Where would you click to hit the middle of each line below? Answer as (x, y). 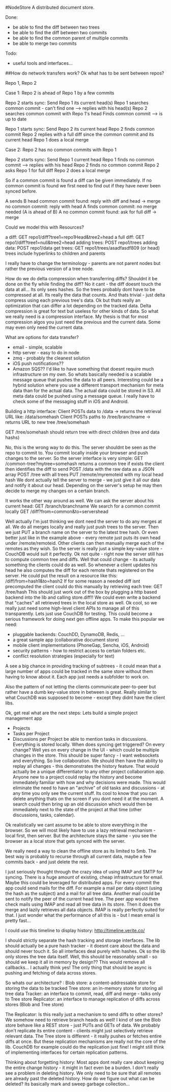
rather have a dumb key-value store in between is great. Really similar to (81, 692)
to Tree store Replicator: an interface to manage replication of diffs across (83, 999)
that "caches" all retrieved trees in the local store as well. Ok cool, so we (81, 603)
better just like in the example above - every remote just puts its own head (83, 538)
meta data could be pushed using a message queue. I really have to (83, 396)
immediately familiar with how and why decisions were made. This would (89, 782)
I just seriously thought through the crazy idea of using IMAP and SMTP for (84, 872)
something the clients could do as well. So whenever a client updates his (81, 565)
